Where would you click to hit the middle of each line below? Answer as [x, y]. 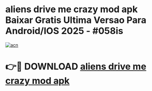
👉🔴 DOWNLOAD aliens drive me [76, 67]
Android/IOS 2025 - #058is [64, 31]
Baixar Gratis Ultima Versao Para [76, 20]
